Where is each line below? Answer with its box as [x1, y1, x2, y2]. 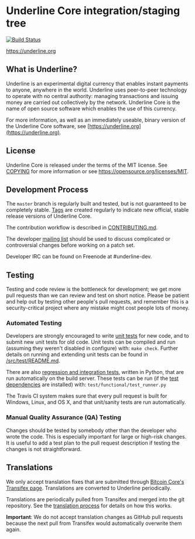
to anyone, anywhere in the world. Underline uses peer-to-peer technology [6, 86, 187, 93]
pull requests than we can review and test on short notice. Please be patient [6, 292, 189, 299]
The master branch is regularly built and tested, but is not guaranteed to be [6, 200, 186, 207]
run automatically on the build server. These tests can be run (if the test [6, 375, 179, 382]
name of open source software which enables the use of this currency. [6, 105, 177, 112]
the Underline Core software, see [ [6, 122, 90, 130]
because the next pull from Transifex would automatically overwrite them [6, 520, 182, 527]
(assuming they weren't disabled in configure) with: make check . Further [6, 345, 179, 352]
